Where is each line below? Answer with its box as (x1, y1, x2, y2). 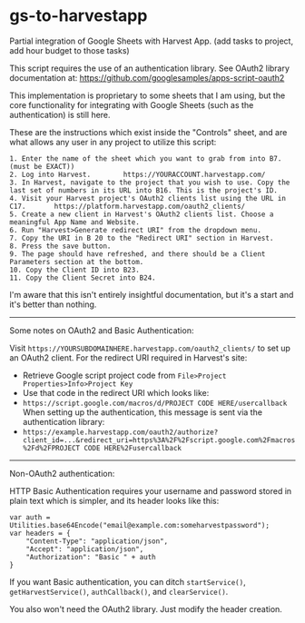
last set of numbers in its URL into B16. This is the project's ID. (9, 185, 279, 195)
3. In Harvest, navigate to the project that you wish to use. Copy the (9, 178, 290, 187)
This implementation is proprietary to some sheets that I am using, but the (9, 90, 286, 101)
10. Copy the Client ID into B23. (9, 265, 141, 274)
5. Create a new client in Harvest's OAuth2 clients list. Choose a (9, 210, 274, 219)
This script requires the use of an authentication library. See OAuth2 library (9, 63, 290, 74)
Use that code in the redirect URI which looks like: (22, 387, 210, 398)
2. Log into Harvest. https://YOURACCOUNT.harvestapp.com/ (9, 170, 266, 179)
